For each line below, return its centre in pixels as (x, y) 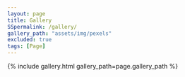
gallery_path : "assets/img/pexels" (60, 33)
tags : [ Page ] (26, 46)
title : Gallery (30, 20)
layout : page (26, 14)
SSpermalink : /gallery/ (42, 27)
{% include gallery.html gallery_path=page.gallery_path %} (93, 66)
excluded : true (30, 40)
